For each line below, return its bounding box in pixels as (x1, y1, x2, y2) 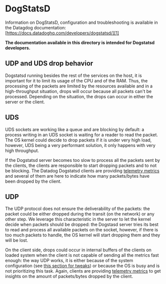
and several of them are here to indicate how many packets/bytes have (5, 173, 150, 179)
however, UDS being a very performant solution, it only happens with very (5, 142, 156, 148)
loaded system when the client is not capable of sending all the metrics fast (5, 252, 159, 258)
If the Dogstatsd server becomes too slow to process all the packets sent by (5, 157, 161, 163)
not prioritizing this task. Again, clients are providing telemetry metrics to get (5, 268, 161, 274)
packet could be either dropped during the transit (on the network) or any (5, 211, 155, 217)
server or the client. (5, 99, 45, 105)
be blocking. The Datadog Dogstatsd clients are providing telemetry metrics (5, 167, 160, 174)
